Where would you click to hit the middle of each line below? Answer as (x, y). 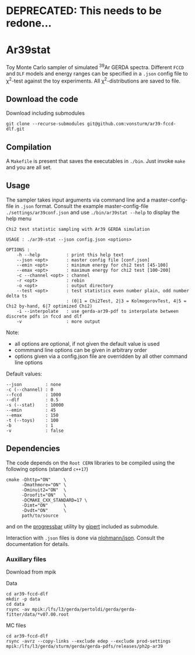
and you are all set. (29, 168)
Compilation (29, 147)
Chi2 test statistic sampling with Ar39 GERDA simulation (78, 229)
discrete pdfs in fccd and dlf (44, 316)
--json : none (34, 384)
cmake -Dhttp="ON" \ (36, 480)
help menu (19, 219)
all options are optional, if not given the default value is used (87, 343)
